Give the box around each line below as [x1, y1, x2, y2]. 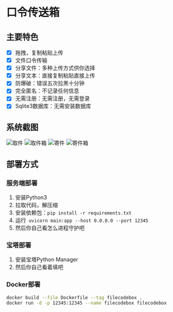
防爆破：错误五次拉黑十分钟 [15, 80, 85, 87]
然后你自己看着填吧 [15, 263, 64, 271]
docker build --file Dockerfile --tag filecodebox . [6, 294, 143, 300]
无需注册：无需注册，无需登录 [15, 95, 90, 102]
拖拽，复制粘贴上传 [15, 49, 64, 56]
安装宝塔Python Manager [15, 256, 78, 263]
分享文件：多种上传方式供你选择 [15, 65, 95, 72]
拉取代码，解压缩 [15, 202, 58, 208]
